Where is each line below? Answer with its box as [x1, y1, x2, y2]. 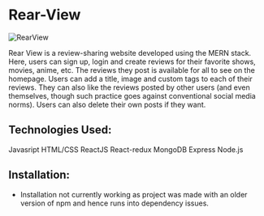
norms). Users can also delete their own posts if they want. [8, 100, 206, 109]
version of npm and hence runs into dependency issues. [19, 198, 210, 208]
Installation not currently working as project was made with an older [19, 189, 248, 199]
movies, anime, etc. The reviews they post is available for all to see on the [8, 65, 256, 74]
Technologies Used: [8, 123, 112, 137]
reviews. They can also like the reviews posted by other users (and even [8, 83, 250, 92]
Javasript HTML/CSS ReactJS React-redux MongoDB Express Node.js [8, 144, 244, 155]
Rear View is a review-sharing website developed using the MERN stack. [8, 48, 252, 57]
